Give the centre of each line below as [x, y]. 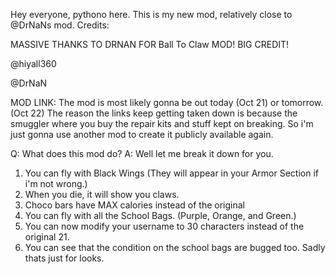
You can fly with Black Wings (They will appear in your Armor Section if [171, 173]
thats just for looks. [64, 258]
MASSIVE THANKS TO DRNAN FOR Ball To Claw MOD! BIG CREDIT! [150, 44]
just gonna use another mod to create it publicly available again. [142, 134]
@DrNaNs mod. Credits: [60, 25]
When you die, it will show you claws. [102, 194]
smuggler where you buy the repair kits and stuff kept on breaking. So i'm [162, 123]
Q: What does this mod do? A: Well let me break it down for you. [142, 153]
